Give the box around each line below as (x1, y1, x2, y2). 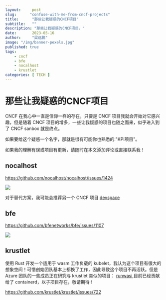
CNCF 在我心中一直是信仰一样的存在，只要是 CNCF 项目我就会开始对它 (5, 113, 152, 119)
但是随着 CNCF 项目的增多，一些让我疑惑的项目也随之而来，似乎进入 (13, 119, 156, 125)
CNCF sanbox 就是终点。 (10, 125, 62, 131)
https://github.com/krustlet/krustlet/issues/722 (5, 289, 101, 295)
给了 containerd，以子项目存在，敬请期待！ (5, 279, 94, 285)
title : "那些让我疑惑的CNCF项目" (5, 16, 79, 21)
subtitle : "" (5, 21, 37, 26)
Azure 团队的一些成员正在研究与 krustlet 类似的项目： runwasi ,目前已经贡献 (5, 273, 160, 279)
